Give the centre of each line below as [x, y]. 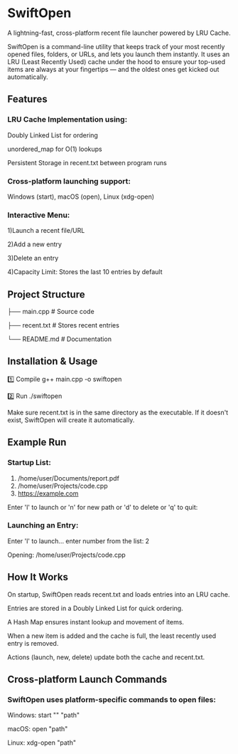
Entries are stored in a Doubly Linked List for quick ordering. [95, 608]
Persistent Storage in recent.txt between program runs [87, 162]
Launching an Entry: [43, 525]
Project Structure [46, 294]
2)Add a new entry [35, 244]
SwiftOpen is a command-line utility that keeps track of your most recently [116, 46]
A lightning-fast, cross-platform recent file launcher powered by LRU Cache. [119, 33]
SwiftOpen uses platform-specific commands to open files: [112, 699]
